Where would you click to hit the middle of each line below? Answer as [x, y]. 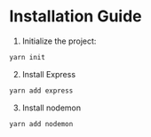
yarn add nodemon [41, 124]
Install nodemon [52, 108]
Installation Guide [75, 16]
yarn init [28, 57]
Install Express [49, 74]
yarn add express [41, 91]
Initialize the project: [59, 41]
